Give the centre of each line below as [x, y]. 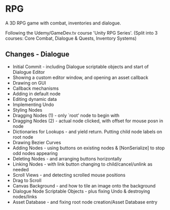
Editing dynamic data [35, 99]
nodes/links [25, 196]
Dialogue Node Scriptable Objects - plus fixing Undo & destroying [81, 191]
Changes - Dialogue [37, 54]
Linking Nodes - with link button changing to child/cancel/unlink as [82, 164]
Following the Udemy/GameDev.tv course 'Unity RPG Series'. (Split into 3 [81, 33]
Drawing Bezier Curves [37, 142]
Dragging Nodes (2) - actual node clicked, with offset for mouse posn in [88, 121]
